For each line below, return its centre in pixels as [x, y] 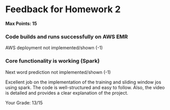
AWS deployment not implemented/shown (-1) [54, 48]
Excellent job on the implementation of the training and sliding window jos [83, 82]
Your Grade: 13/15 [24, 102]
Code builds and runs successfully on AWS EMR [67, 37]
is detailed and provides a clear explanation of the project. [67, 93]
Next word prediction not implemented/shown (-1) [58, 72]
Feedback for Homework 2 [63, 9]
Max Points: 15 [21, 23]
